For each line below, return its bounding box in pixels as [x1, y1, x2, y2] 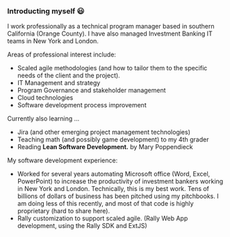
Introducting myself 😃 [7, 6, 85, 16]
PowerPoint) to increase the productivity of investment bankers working [17, 177, 224, 185]
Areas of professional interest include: [7, 50, 117, 59]
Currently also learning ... [7, 114, 80, 123]
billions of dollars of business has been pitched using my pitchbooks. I [17, 192, 219, 201]
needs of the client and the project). [17, 71, 120, 79]
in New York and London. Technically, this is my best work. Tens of [17, 185, 210, 193]
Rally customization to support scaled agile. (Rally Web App [17, 214, 188, 222]
